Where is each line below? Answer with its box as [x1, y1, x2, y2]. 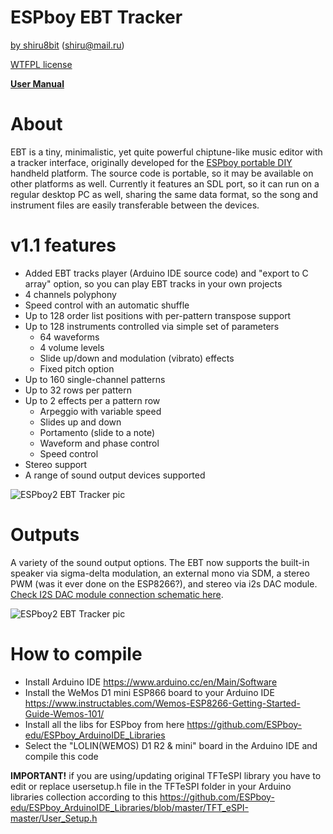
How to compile [10, 642, 143, 665]
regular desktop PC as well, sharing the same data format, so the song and [10, 188, 318, 200]
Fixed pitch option [39, 362, 115, 375]
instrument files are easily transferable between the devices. [10, 199, 260, 211]
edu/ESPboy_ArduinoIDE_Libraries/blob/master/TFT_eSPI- [10, 801, 250, 813]
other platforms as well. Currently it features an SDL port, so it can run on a [10, 177, 320, 190]
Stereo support [24, 458, 88, 470]
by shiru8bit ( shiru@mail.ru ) [10, 39, 125, 51]
